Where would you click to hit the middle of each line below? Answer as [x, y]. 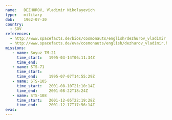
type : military [24, 15]
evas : [11, 110]
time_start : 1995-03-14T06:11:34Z [56, 57]
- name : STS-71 [28, 67]
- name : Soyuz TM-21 [34, 53]
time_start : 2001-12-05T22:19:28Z [56, 100]
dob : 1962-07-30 [26, 19]
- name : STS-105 [29, 81]
